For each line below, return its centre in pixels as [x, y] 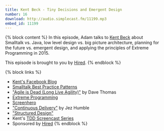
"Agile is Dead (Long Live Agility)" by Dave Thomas [64, 92]
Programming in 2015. [27, 53]
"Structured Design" [33, 113]
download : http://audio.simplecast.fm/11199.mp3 [56, 19]
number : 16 [16, 14]
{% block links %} [23, 72]
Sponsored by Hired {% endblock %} [50, 124]
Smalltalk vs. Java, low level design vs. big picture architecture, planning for [82, 43]
